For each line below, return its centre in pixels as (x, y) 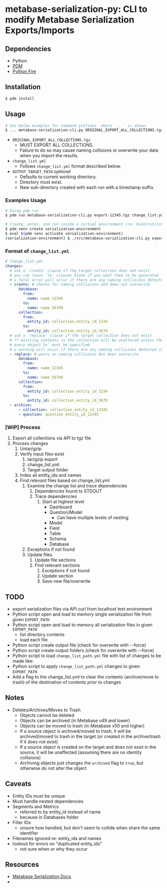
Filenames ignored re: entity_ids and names (57, 838)
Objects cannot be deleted (47, 715)
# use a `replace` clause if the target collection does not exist (81, 336)
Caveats (18, 784)
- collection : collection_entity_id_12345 (63, 410)
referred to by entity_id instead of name (60, 812)
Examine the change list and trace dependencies (77, 486)
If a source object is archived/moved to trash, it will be (75, 731)
